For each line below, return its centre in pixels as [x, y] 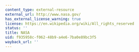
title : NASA [17, 33]
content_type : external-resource [40, 10]
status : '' [16, 28]
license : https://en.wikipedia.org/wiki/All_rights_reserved [70, 24]
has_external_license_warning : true [43, 19]
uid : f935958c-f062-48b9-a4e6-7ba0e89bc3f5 [51, 38]
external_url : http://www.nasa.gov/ [43, 14]
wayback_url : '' [22, 42]
